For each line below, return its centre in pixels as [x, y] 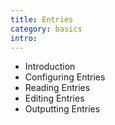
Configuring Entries [65, 77]
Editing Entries [54, 98]
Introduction [50, 67]
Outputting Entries [62, 109]
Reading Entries [57, 88]
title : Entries [42, 19]
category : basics [46, 29]
